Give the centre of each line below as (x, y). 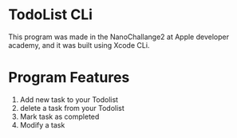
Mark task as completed (59, 116)
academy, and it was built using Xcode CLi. (79, 45)
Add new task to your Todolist (69, 99)
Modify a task (42, 124)
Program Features (69, 78)
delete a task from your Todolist (72, 108)
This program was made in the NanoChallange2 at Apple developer (119, 37)
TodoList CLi (51, 15)
